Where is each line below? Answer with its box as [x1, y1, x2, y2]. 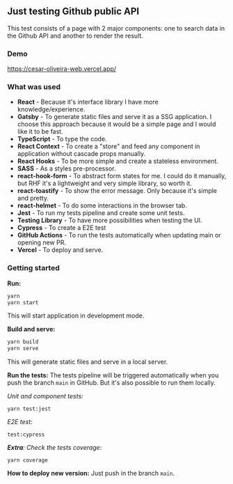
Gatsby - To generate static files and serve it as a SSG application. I [17, 113, 212, 121]
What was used [7, 82, 61, 92]
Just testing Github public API [7, 6, 140, 17]
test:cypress [7, 431, 45, 438]
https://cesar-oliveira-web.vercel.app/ [7, 65, 117, 73]
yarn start [7, 299, 39, 306]
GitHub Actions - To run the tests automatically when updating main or [17, 231, 221, 240]
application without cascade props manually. [17, 150, 146, 158]
